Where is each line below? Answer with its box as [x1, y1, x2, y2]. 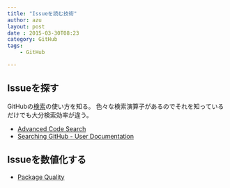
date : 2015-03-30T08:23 [7, 29, 79, 37]
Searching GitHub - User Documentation [17, 132, 135, 140]
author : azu [7, 17, 42, 24]
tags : [7, 42, 23, 49]
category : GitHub [7, 36, 58, 43]
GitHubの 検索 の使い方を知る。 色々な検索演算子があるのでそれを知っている [7, 102, 224, 110]
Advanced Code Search [17, 124, 86, 133]
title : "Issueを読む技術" [7, 10, 77, 17]
